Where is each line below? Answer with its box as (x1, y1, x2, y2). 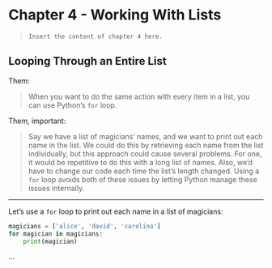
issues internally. (28, 183, 85, 193)
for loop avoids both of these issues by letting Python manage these (28, 174, 257, 184)
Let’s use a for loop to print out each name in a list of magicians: (8, 206, 223, 216)
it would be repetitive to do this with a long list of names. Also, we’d (28, 157, 253, 167)
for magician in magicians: (8, 229, 104, 238)
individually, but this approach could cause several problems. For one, (28, 148, 262, 159)
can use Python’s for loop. (28, 100, 117, 110)
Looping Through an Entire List (8, 54, 168, 68)
